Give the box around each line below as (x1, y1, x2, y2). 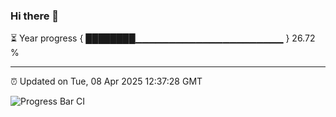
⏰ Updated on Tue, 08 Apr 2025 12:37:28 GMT (10, 75, 203, 88)
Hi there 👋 (10, 9, 60, 23)
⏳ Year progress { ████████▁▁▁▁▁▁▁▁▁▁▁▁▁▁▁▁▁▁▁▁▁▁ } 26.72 (10, 32, 316, 44)
